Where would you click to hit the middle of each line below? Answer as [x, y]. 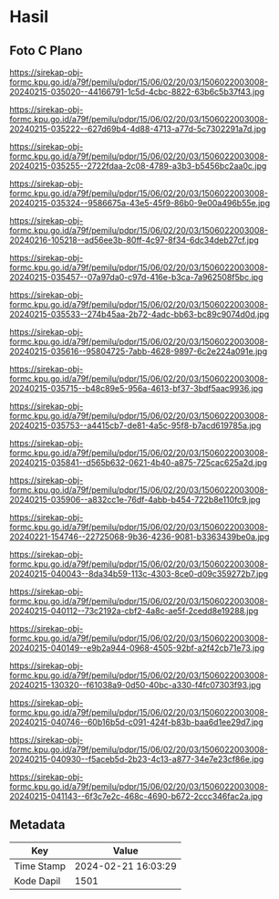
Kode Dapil [37, 881]
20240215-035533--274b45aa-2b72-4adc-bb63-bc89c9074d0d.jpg [139, 314]
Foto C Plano [46, 51]
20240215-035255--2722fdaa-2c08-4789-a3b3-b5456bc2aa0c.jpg [138, 166]
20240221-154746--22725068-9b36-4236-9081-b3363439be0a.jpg [139, 537]
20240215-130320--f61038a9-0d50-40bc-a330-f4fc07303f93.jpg [135, 685]
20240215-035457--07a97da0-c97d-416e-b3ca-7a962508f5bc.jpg [136, 277]
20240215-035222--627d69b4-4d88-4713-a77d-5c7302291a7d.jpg [138, 129]
